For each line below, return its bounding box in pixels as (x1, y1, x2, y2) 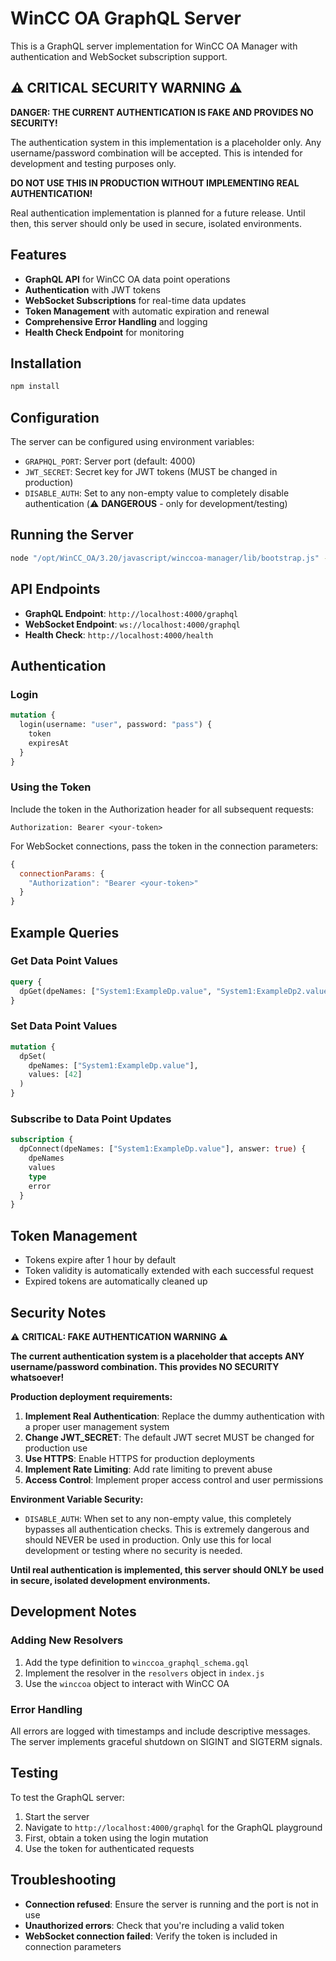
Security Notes (10, 1304, 107, 1321)
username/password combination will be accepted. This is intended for (10, 147, 303, 159)
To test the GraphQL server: (10, 1791, 125, 1803)
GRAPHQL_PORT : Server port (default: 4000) (24, 455, 196, 467)
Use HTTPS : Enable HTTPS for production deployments (24, 1452, 255, 1464)
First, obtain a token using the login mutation (24, 1832, 209, 1844)
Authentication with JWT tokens (24, 283, 161, 296)
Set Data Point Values (10, 1019, 118, 1033)
